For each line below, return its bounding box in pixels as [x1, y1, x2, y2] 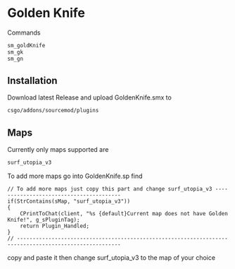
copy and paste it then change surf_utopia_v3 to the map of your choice [7, 253, 216, 262]
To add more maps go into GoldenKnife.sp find [7, 172, 143, 180]
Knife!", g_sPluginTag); [7, 216, 80, 223]
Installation [7, 74, 58, 86]
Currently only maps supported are [7, 145, 109, 154]
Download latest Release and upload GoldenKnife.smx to [7, 93, 172, 102]
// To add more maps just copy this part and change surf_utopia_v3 [7, 185, 212, 192]
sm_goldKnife [7, 42, 46, 49]
